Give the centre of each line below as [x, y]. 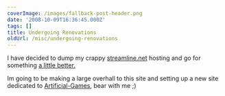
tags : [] [20, 26]
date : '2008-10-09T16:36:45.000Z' [57, 20]
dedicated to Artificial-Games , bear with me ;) [72, 86]
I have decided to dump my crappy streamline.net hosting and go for [104, 58]
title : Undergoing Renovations [52, 32]
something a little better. [41, 65]
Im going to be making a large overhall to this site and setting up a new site [113, 78]
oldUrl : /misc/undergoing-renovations [62, 39]
